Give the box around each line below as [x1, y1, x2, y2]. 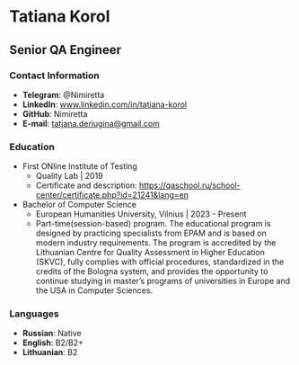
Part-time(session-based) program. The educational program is [35, 218, 271, 229]
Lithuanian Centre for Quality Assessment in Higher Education [35, 247, 265, 258]
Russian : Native [22, 328, 83, 339]
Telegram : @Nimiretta [22, 89, 105, 100]
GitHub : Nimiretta [22, 108, 88, 119]
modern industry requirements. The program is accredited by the [35, 237, 277, 248]
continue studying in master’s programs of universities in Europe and [35, 276, 291, 287]
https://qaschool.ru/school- [138, 180, 241, 191]
